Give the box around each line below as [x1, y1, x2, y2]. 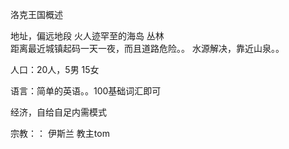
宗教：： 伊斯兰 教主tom [10, 128, 110, 139]
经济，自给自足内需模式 [10, 106, 107, 118]
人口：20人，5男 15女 [10, 64, 100, 75]
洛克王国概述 [10, 9, 63, 20]
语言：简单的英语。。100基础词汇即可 [10, 85, 162, 97]
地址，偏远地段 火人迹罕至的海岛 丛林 [10, 30, 165, 42]
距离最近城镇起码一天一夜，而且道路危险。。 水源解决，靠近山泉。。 [10, 43, 285, 54]
